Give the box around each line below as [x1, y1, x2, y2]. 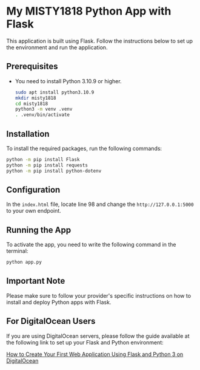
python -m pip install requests [6, 162, 88, 168]
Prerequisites [6, 61, 58, 72]
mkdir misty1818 [15, 95, 56, 101]
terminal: [6, 247, 28, 255]
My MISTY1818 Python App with [6, 4, 172, 18]
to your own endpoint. [6, 207, 62, 214]
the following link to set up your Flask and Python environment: [6, 338, 164, 346]
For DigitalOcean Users [6, 316, 96, 326]
